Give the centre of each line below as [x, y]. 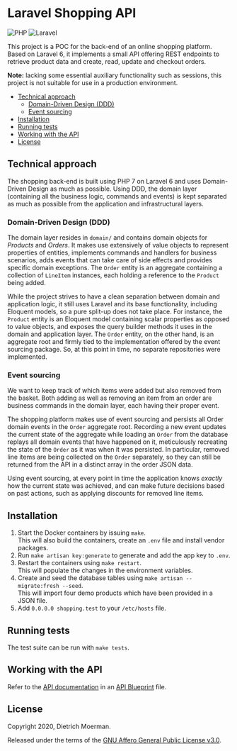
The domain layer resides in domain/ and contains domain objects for [108, 238]
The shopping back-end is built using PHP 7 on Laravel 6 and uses [104, 181]
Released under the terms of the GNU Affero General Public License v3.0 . [114, 740]
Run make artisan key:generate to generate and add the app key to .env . [124, 555]
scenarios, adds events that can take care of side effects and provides [110, 260]
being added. [27, 283]
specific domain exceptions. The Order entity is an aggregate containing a [115, 268]
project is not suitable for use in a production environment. [93, 82]
